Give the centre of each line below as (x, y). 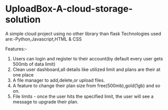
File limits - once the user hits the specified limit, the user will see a (83, 96)
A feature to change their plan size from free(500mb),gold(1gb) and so (86, 85)
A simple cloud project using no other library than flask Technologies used (83, 33)
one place (23, 75)
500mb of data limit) (34, 64)
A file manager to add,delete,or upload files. (59, 80)
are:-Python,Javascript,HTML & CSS (44, 39)
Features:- (16, 49)
